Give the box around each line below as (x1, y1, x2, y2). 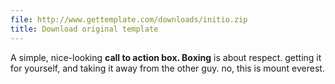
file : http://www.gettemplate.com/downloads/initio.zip (10, 14, 248, 25)
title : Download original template (10, 24, 159, 34)
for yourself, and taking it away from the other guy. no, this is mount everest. (10, 62, 325, 74)
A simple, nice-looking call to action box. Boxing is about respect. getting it (10, 51, 322, 63)
